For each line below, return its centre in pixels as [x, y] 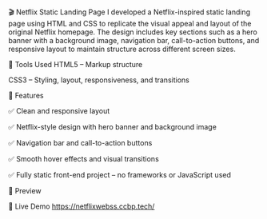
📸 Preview [25, 191]
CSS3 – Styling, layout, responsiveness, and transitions [99, 80]
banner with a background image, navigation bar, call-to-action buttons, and [134, 40]
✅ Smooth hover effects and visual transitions [84, 159]
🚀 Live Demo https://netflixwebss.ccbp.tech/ [82, 206]
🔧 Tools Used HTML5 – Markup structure [76, 64]
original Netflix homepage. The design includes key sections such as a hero [133, 32]
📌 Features [26, 96]
